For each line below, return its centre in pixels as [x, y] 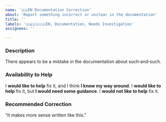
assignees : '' [20, 29]
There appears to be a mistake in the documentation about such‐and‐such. [83, 62]
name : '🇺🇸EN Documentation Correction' [48, 10]
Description [20, 51]
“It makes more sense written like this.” [46, 115]
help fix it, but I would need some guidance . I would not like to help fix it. [82, 91]
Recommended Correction [38, 104]
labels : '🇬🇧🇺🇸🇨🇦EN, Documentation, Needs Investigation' [70, 24]
